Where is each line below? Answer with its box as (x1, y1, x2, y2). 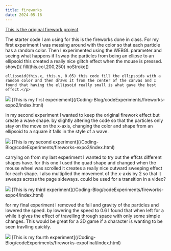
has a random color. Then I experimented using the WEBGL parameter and (5, 47, 162, 53)
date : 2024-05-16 (5, 12, 42, 17)
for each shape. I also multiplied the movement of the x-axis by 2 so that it (5, 170, 162, 177)
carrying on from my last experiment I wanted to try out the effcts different (5, 154, 162, 160)
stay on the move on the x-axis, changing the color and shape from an (5, 122, 153, 129)
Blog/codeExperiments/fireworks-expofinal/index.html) (5, 239, 121, 246)
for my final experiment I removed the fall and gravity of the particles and (5, 202, 159, 208)
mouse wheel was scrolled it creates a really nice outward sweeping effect (5, 165, 162, 171)
